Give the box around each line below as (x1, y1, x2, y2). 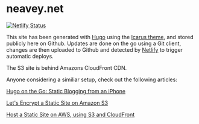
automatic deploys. (6, 52, 54, 60)
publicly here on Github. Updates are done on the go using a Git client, (6, 40, 182, 47)
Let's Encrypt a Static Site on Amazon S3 (6, 99, 109, 107)
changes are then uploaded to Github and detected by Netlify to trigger (6, 46, 183, 53)
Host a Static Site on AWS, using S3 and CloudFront (6, 111, 135, 118)
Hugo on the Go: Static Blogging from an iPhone (6, 87, 125, 95)
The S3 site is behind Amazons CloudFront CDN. (6, 64, 127, 71)
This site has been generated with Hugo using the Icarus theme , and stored (6, 33, 194, 40)
